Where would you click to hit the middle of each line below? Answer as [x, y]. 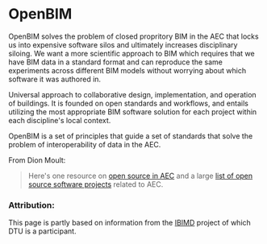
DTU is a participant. [42, 231]
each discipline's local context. [60, 120]
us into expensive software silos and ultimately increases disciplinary [123, 44]
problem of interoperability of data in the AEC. [85, 144]
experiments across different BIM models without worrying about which [127, 70]
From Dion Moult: [37, 160]
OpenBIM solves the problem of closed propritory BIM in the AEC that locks [134, 36]
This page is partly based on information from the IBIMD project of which [130, 223]
